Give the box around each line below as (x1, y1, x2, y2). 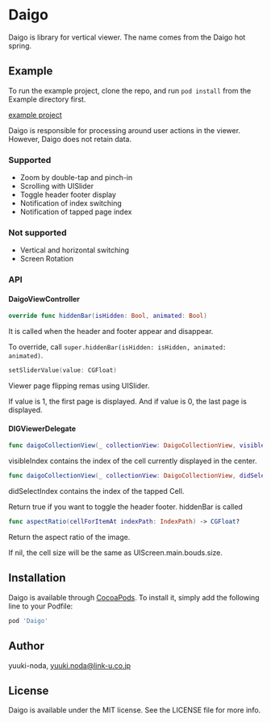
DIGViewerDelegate (8, 424, 77, 433)
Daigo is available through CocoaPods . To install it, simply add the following (8, 592, 260, 602)
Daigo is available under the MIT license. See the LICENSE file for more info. (8, 705, 261, 715)
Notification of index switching (19, 199, 123, 208)
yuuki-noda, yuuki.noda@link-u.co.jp (8, 660, 131, 671)
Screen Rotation (19, 254, 74, 264)
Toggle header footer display (19, 190, 117, 199)
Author (8, 639, 44, 653)
